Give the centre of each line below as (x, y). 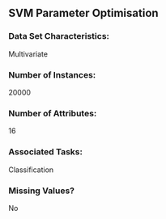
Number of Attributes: (53, 113)
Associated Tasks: (46, 152)
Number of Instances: (52, 74)
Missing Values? (42, 191)
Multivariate (28, 54)
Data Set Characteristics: (59, 36)
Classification (31, 170)
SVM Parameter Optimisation (84, 13)
